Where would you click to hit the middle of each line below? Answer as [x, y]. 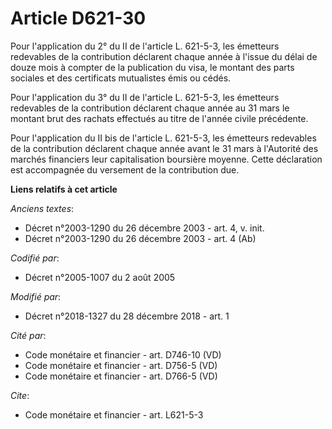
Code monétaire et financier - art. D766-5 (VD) [121, 376]
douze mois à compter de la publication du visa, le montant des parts [152, 67]
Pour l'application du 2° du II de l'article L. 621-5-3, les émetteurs [145, 46]
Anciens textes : [42, 208]
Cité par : [28, 335]
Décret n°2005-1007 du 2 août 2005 [100, 277]
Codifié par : [35, 258]
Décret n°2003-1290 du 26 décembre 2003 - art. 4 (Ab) [140, 238]
